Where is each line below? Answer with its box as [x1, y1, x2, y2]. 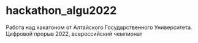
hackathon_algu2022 [6, 4, 117, 18]
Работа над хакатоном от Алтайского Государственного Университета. [6, 24, 192, 31]
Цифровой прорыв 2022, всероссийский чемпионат [6, 30, 143, 37]
